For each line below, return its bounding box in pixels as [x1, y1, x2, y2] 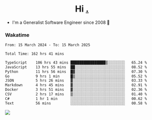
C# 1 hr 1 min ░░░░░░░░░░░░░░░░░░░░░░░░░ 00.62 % [5, 96, 147, 101]
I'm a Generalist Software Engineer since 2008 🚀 [12, 19, 110, 25]
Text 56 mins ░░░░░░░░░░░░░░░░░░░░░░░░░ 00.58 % [5, 101, 147, 105]
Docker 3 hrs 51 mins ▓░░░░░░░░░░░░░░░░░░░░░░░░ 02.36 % [5, 87, 147, 92]
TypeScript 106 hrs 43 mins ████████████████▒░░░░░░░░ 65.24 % [5, 60, 147, 65]
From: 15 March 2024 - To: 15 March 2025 [5, 43, 91, 48]
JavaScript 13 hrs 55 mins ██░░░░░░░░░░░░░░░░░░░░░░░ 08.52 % [5, 65, 147, 69]
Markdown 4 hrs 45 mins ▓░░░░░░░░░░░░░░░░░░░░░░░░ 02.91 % [5, 83, 147, 88]
